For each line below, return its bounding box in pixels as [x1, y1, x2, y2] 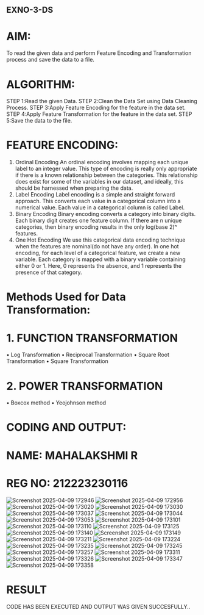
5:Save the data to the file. [6, 117, 72, 124]
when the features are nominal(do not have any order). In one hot [15, 243, 179, 250]
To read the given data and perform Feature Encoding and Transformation [6, 49, 192, 57]
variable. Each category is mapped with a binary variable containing [15, 256, 186, 263]
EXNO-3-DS [6, 5, 54, 15]
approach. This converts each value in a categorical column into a [15, 198, 181, 205]
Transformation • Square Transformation [6, 358, 108, 365]
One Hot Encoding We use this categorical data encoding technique [15, 236, 186, 243]
